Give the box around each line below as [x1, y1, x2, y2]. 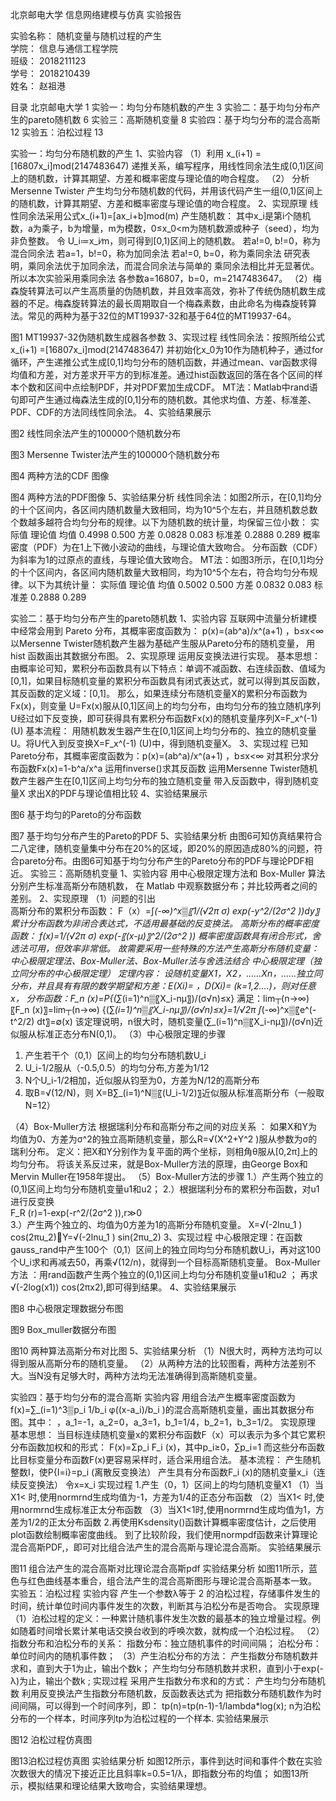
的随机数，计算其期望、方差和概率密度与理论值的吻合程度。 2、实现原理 [10, 198, 308, 209]
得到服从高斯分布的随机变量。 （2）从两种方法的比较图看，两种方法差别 [10, 1358, 308, 1369]
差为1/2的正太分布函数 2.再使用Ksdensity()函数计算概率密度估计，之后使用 [10, 1516, 317, 1528]
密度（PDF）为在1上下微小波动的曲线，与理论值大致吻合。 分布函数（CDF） [10, 541, 323, 553]
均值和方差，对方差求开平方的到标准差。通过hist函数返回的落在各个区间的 [10, 369, 315, 380]
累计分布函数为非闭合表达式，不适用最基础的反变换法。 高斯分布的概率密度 [10, 918, 320, 929]
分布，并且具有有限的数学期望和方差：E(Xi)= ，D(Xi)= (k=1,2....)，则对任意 [10, 980, 317, 992]
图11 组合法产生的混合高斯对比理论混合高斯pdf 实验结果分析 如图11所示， [10, 1563, 309, 1574]
